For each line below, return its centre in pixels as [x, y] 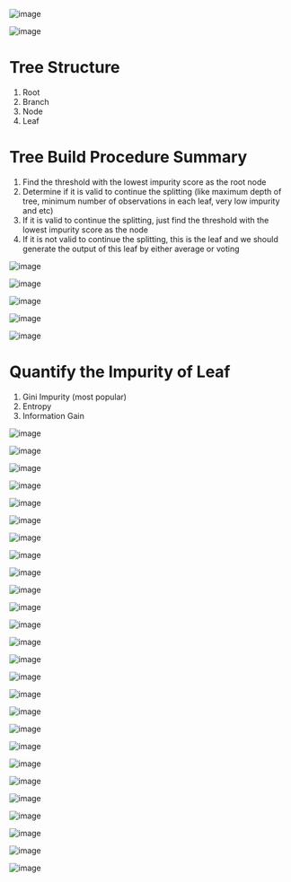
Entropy [37, 406]
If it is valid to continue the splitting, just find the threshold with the [145, 220]
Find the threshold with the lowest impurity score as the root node [144, 182]
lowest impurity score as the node [85, 230]
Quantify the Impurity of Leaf [120, 372]
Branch [35, 101]
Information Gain [53, 415]
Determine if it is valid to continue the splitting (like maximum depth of [152, 191]
